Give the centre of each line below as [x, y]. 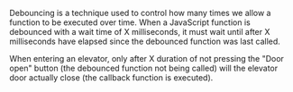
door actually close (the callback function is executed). [111, 78]
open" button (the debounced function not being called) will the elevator [144, 68]
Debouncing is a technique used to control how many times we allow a [140, 13]
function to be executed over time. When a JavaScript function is [130, 22]
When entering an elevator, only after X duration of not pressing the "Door [146, 59]
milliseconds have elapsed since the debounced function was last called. [145, 41]
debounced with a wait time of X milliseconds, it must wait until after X [140, 32]
